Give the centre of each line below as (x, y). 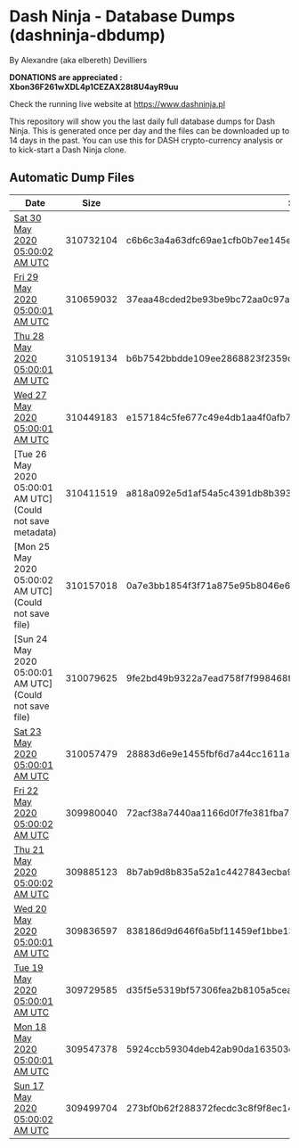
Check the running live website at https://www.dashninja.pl (117, 103)
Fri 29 (26, 276)
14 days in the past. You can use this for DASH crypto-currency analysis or (146, 140)
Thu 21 (29, 849)
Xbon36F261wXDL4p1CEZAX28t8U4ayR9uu (94, 86)
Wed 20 (30, 908)
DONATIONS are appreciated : (66, 77)
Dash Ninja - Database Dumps (122, 16)
